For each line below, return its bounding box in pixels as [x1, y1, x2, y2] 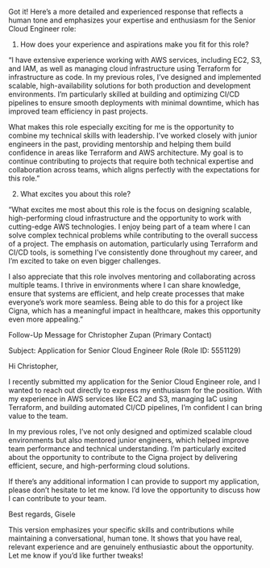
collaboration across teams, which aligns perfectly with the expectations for [8, 165, 260, 174]
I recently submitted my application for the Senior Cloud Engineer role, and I [8, 377, 260, 386]
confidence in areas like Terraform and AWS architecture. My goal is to [8, 148, 243, 157]
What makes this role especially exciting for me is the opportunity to [8, 122, 235, 131]
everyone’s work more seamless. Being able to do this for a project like [8, 297, 243, 307]
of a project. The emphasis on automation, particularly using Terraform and [8, 239, 258, 248]
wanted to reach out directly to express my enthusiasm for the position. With [8, 386, 263, 395]
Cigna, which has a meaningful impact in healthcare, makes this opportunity [8, 306, 261, 315]
